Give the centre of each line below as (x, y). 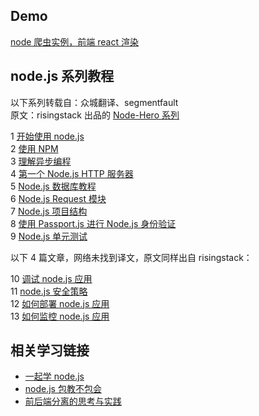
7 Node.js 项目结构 (49, 211)
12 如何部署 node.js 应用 (60, 303)
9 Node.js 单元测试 (49, 236)
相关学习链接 (50, 350)
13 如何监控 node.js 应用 (60, 316)
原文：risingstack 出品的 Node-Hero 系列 (95, 115)
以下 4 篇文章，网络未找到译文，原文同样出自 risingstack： (131, 257)
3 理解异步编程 (41, 161)
